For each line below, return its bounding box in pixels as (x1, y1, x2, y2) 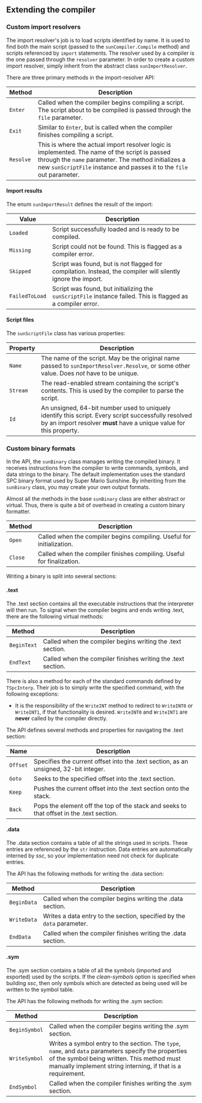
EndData (9, 933, 31, 941)
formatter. (6, 508, 31, 515)
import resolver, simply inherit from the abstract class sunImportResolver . (6, 62, 188, 69)
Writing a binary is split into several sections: (6, 573, 117, 580)
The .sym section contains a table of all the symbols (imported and (6, 967, 171, 974)
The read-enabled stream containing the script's (41, 379, 179, 388)
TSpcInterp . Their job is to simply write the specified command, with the (6, 684, 185, 691)
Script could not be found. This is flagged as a (52, 242, 182, 250)
